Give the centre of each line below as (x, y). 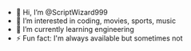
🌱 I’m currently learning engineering (75, 29)
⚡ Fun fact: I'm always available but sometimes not (99, 38)
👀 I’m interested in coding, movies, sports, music (96, 21)
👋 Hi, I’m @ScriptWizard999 (62, 12)
